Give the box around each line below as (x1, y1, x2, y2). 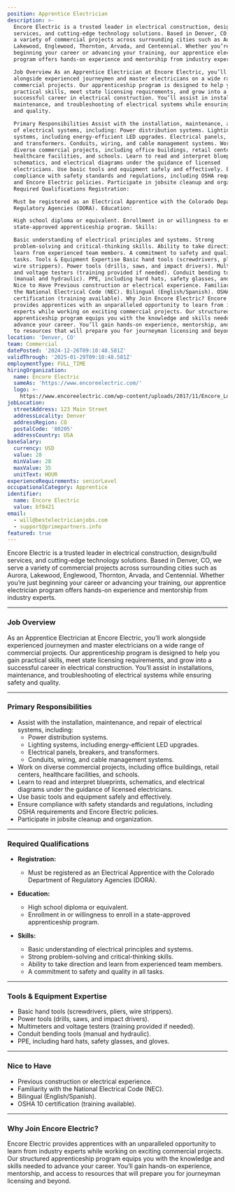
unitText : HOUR (13, 471, 58, 478)
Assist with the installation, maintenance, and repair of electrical (17, 718, 202, 726)
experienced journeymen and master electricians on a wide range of (7, 640, 204, 649)
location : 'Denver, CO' (7, 334, 77, 341)
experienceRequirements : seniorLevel (7, 477, 117, 484)
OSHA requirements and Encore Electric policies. (17, 807, 159, 816)
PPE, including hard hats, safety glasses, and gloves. (17, 1037, 170, 1046)
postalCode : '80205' (13, 425, 73, 432)
